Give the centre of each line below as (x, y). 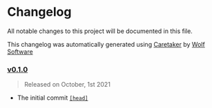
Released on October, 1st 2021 (67, 85)
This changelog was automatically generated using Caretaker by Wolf (106, 44)
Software (20, 52)
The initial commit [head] (52, 98)
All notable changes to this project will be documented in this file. (100, 31)
